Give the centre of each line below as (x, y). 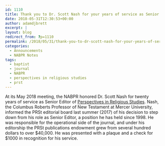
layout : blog (18, 32)
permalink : (16, 42)
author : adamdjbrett (26, 23)
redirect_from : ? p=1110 (29, 37)
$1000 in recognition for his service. (41, 138)
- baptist (19, 64)
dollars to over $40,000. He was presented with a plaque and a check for (79, 133)
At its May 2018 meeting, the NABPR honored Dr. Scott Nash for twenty (77, 97)
